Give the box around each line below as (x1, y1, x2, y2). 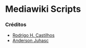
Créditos (5, 21, 26, 28)
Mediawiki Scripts (5, 3, 81, 15)
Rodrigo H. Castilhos (12, 32, 55, 38)
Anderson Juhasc (12, 38, 49, 44)
